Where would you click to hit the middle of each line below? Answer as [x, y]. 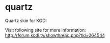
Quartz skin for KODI [26, 21]
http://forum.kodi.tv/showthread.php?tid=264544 [55, 35]
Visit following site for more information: [45, 30]
